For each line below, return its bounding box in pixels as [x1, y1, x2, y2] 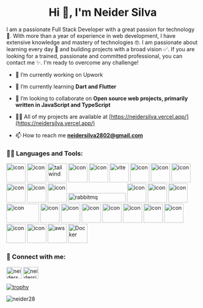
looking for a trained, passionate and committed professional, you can [6, 52, 183, 60]
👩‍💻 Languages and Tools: [6, 149, 84, 157]
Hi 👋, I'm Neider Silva [48, 5, 157, 20]
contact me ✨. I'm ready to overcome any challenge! [6, 59, 139, 66]
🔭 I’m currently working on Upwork [15, 71, 103, 78]
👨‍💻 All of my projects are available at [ [15, 113, 111, 120]
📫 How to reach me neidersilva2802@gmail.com [15, 131, 144, 139]
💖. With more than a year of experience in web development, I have [6, 32, 176, 39]
